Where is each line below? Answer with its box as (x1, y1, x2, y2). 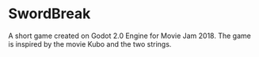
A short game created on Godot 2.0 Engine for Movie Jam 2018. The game (8, 31, 251, 40)
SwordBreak (8, 5, 91, 23)
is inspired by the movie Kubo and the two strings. (8, 39, 172, 48)
